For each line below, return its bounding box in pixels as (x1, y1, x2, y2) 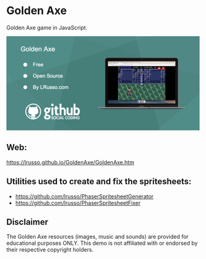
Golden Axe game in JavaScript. (6, 24, 88, 31)
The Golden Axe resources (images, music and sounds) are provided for (6, 233, 189, 241)
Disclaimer (6, 217, 48, 227)
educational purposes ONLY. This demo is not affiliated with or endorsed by (6, 239, 198, 247)
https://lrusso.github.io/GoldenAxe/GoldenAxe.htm (6, 159, 135, 166)
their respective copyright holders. (6, 246, 94, 253)
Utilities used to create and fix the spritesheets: (6, 176, 192, 187)
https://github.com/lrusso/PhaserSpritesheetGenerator (15, 192, 154, 200)
